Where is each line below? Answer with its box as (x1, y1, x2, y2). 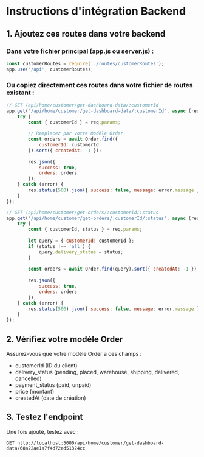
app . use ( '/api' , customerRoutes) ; (6, 66, 94, 73)
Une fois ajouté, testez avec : (6, 428, 79, 435)
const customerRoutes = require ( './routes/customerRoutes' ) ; (6, 60, 165, 66)
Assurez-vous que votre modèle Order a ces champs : (6, 350, 142, 357)
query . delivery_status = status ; (38, 249, 123, 255)
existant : (6, 88, 35, 97)
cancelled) (15, 375, 42, 382)
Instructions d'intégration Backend (6, 4, 186, 18)
